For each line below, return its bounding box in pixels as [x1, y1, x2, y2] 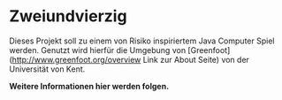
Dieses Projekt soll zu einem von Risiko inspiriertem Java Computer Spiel [9, 35, 275, 46]
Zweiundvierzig [9, 6, 127, 27]
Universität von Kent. [9, 64, 86, 74]
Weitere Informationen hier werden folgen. [9, 81, 170, 91]
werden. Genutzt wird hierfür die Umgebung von [9, 44, 187, 55]
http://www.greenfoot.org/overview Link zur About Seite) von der [11, 54, 250, 65]
